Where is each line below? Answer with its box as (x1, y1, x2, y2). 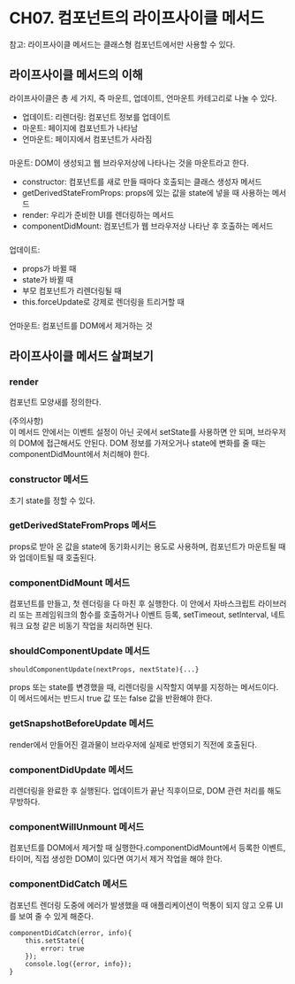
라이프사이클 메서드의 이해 (9, 67, 143, 82)
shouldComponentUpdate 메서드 (9, 645, 150, 657)
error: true (41, 944, 86, 953)
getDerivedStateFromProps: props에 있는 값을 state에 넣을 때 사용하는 (21, 187, 271, 198)
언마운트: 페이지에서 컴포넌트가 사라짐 (21, 134, 153, 144)
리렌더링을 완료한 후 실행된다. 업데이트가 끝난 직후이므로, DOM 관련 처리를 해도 (9, 785, 283, 795)
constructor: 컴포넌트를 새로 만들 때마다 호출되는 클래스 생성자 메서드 (21, 176, 262, 187)
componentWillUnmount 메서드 (9, 820, 144, 833)
